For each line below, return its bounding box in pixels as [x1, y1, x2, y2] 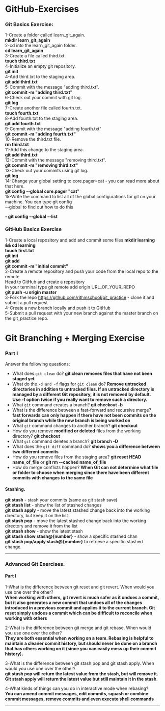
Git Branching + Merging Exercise [5, 332, 145, 343]
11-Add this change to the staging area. [5, 147, 84, 153]
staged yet [12, 376, 35, 382]
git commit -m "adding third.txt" [5, 89, 73, 95]
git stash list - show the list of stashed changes [5, 502, 102, 508]
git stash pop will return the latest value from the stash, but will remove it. [5, 671, 159, 677]
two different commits [12, 449, 59, 455]
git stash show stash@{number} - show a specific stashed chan [5, 533, 137, 539]
